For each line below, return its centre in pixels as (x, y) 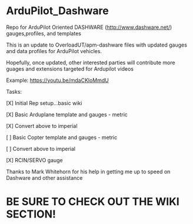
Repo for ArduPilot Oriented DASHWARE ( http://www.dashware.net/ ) (89, 27)
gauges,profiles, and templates (44, 33)
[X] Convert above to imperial (42, 126)
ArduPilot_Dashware (57, 11)
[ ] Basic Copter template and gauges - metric (62, 137)
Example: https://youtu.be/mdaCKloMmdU (57, 80)
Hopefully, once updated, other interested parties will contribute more (91, 62)
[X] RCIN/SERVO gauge (34, 160)
